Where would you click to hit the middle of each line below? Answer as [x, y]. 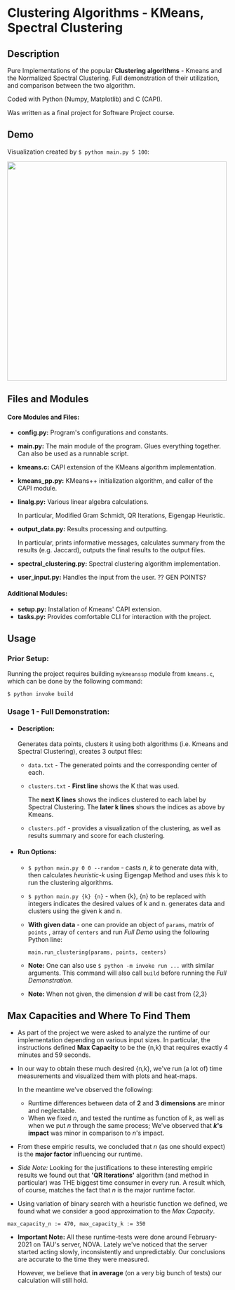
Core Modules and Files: [43, 417]
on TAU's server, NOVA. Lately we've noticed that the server [120, 1244]
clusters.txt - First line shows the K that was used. [103, 786]
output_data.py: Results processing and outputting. [93, 529]
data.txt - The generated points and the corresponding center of [122, 765]
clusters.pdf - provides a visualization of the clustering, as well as [124, 828]
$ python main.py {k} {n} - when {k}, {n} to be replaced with [117, 896]
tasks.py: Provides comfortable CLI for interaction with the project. [114, 616]
